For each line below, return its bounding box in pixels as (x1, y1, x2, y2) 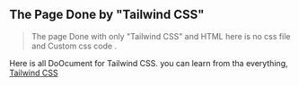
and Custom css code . (31, 40, 118, 51)
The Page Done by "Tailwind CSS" (9, 7, 205, 22)
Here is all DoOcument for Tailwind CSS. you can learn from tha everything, (9, 57, 288, 68)
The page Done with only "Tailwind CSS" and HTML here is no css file (31, 30, 291, 41)
